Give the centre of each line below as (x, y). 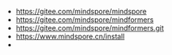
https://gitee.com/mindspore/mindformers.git (90, 28)
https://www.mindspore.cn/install (70, 36)
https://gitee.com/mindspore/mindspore (81, 11)
